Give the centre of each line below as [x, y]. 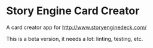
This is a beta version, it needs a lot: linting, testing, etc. [75, 39]
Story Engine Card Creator [73, 11]
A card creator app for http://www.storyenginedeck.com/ [76, 27]
